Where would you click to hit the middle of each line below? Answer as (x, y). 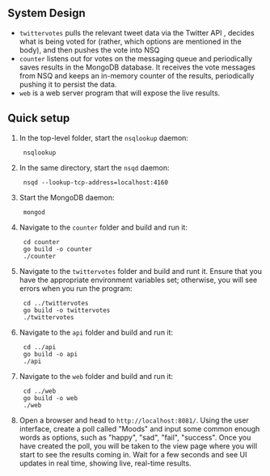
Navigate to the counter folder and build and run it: (103, 227)
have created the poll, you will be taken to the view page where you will (138, 446)
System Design (46, 13)
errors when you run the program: (76, 288)
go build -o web (51, 398)
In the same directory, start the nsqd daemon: (95, 167)
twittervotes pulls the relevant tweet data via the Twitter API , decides (137, 32)
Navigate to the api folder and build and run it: (96, 332)
